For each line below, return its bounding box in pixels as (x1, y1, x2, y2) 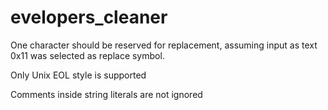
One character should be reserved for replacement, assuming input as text (10, 39, 318, 51)
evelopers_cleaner (10, 6, 168, 29)
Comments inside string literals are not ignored (10, 88, 203, 100)
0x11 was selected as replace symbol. (10, 49, 165, 61)
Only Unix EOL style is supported (10, 69, 147, 81)
